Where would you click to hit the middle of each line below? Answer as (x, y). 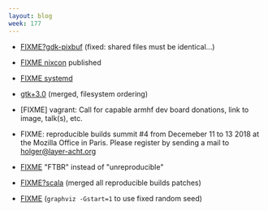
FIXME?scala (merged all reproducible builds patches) (110, 183)
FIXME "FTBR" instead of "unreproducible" (92, 166)
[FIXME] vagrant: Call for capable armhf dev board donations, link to (134, 110)
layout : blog (30, 16)
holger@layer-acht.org (58, 151)
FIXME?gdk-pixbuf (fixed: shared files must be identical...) (117, 46)
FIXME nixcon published (61, 62)
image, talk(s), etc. (51, 118)
